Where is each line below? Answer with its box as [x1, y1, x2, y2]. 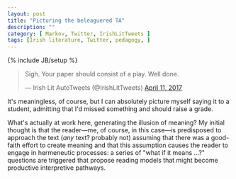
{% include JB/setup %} [7, 56, 78, 64]
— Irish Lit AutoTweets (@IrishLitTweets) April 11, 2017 [24, 83, 183, 92]
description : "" [7, 23, 55, 30]
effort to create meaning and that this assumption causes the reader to [22, 141, 229, 149]
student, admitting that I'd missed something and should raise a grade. [7, 105, 214, 113]
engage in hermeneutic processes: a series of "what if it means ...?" [7, 149, 206, 157]
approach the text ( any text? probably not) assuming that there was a [7, 134, 210, 142]
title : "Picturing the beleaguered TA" [7, 17, 125, 24]
